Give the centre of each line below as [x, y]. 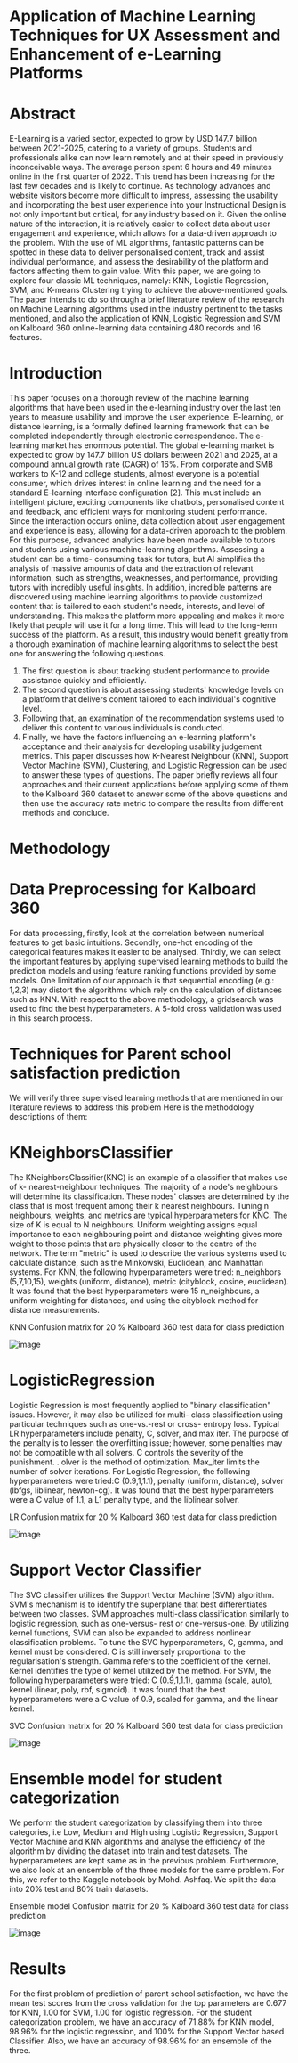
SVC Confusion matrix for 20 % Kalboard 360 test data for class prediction [146, 1725]
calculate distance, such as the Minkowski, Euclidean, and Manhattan [137, 1263]
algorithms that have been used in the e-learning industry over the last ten [145, 408]
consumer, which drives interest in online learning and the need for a [135, 484]
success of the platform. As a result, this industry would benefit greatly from [149, 635]
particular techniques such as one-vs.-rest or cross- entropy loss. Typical [145, 1424]
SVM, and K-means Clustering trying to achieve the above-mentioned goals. [149, 290]
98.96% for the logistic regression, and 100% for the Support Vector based [147, 2031]
